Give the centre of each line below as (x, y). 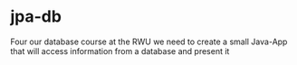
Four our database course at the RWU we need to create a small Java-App (149, 42)
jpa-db (36, 17)
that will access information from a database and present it (120, 51)
